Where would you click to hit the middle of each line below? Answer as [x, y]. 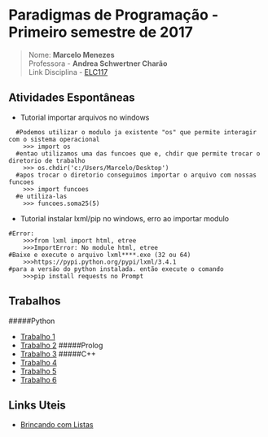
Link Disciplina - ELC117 [68, 72]
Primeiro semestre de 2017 [101, 32]
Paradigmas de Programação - [114, 15]
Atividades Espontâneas [72, 98]
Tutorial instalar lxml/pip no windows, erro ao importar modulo [125, 218]
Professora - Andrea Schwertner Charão [98, 63]
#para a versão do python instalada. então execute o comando [116, 269]
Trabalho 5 [38, 371]
